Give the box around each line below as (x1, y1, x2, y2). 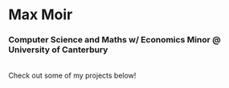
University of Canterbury (8, 44, 108, 55)
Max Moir (8, 6, 73, 24)
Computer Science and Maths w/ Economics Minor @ (8, 34, 221, 46)
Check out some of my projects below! (8, 70, 137, 81)
